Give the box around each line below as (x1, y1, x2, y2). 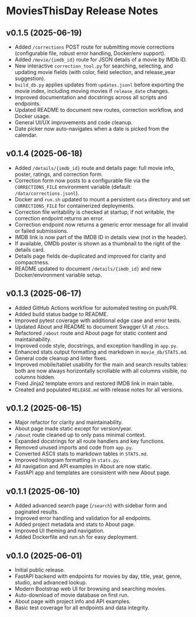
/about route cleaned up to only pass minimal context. (14, 431, 146, 439)
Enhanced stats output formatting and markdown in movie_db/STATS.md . (14, 348, 188, 355)
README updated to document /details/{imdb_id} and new (14, 265, 162, 272)
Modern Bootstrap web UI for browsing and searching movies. (14, 585, 166, 593)
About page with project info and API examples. (14, 598, 131, 605)
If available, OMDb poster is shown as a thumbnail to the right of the (14, 240, 181, 247)
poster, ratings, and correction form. (14, 171, 103, 178)
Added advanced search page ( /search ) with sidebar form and (14, 502, 167, 509)
